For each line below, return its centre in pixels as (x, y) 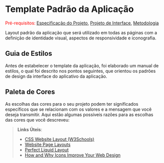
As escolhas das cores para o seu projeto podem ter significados (72, 104)
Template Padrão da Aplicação (70, 9)
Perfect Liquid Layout (47, 150)
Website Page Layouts (47, 144)
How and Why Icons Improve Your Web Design (73, 155)
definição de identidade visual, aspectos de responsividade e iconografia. (81, 38)
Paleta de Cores (30, 92)
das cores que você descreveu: (37, 120)
